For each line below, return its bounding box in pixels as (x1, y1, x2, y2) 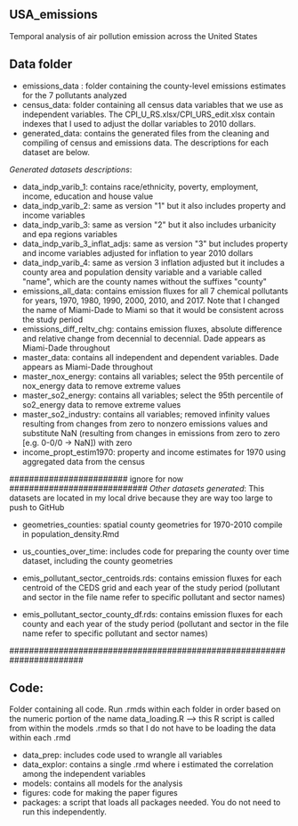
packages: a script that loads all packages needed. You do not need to (21, 797, 281, 808)
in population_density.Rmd (21, 528, 120, 539)
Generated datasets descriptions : (9, 164, 133, 175)
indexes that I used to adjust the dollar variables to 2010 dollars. (21, 118, 256, 128)
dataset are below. (21, 146, 91, 157)
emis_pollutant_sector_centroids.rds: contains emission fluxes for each (21, 573, 282, 583)
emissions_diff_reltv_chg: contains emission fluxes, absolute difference (21, 323, 283, 334)
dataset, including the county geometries (21, 555, 173, 566)
